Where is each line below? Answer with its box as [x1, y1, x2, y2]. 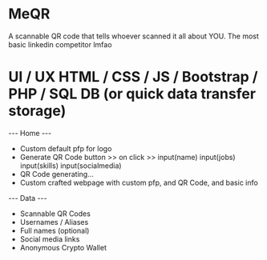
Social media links [19, 234, 80, 244]
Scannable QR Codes [19, 209, 91, 218]
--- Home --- [8, 128, 52, 138]
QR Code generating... [19, 169, 94, 178]
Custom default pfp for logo [19, 143, 112, 153]
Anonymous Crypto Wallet [19, 242, 107, 252]
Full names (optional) [19, 226, 90, 235]
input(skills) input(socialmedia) [19, 161, 122, 170]
